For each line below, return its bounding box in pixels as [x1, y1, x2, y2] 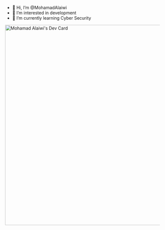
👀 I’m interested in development [12, 10, 77, 16]
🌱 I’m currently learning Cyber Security [12, 15, 91, 21]
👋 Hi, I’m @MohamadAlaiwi [12, 5, 67, 10]
